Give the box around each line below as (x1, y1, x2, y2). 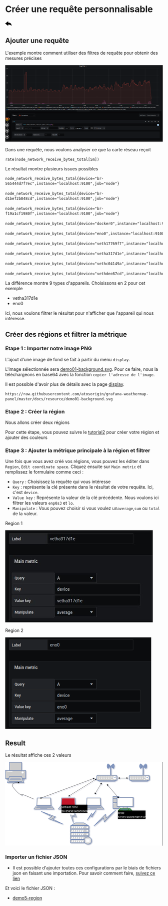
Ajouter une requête (5, 37, 69, 45)
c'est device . (12, 490, 39, 496)
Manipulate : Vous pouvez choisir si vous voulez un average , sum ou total (12, 505, 160, 512)
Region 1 (5, 520, 23, 527)
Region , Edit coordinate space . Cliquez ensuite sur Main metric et (5, 464, 141, 470)
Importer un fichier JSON (5, 853, 67, 860)
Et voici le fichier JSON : (5, 885, 55, 891)
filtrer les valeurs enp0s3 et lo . (12, 500, 74, 506)
